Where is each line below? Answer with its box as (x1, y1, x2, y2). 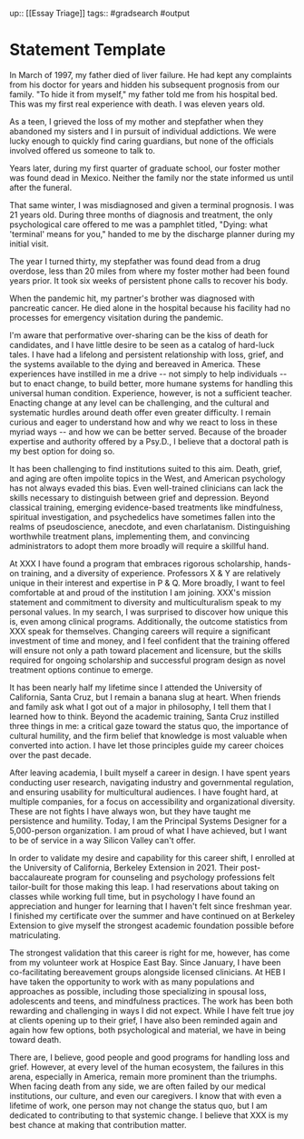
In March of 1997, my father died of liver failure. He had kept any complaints (9, 69, 292, 80)
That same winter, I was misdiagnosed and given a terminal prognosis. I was (9, 199, 295, 210)
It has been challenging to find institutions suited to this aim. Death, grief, (9, 463, 283, 474)
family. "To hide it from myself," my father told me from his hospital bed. (9, 88, 279, 99)
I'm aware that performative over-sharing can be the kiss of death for (9, 329, 269, 340)
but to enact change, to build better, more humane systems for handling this (9, 377, 293, 389)
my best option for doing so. (9, 445, 115, 456)
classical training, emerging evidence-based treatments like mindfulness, (9, 502, 283, 513)
